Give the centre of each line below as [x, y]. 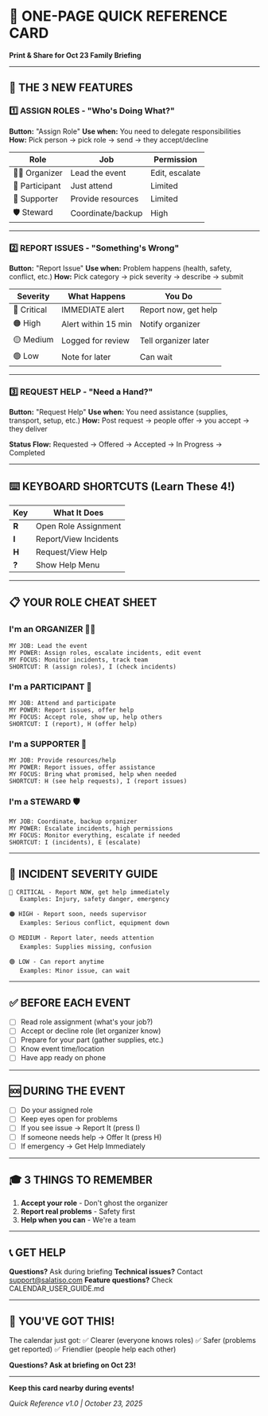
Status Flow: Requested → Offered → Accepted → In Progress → [116, 444]
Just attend [91, 185]
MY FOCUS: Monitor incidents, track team [79, 660]
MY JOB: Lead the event [49, 646]
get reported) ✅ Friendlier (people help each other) [93, 1349]
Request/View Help [72, 552]
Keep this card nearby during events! [72, 1388]
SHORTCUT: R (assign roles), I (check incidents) [93, 667]
